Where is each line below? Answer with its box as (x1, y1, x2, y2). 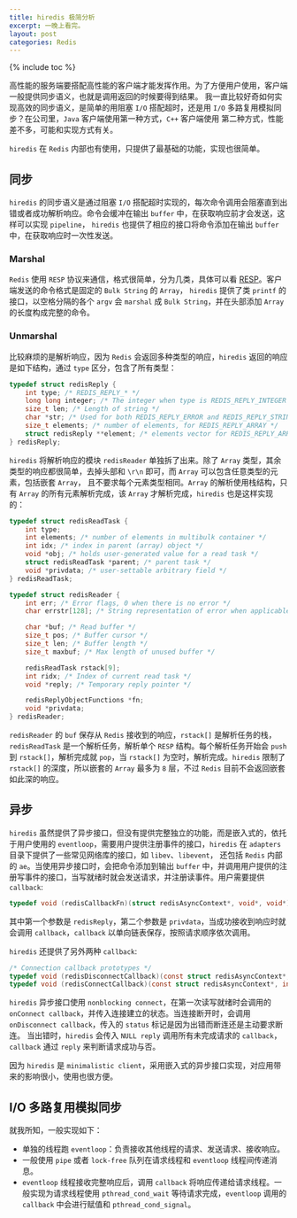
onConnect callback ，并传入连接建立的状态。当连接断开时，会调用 (9, 1008, 251, 1019)
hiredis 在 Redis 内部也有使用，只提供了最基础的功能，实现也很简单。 (9, 144, 265, 154)
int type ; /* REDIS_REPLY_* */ (25, 388, 141, 397)
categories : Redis (9, 37, 77, 47)
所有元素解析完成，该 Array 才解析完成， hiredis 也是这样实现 (48, 488, 274, 499)
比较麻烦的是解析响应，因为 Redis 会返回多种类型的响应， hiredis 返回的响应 (9, 351, 288, 361)
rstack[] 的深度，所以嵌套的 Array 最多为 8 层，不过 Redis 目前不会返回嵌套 (9, 763, 286, 773)
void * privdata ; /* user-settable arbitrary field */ (25, 566, 227, 575)
